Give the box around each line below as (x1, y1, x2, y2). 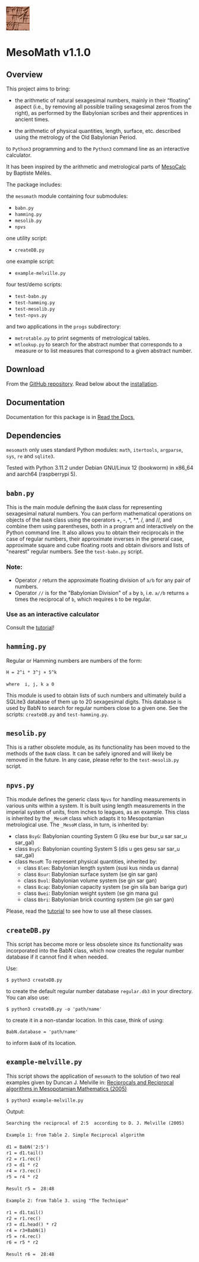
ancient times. (14, 116, 50, 123)
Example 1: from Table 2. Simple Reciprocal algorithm (6, 1132, 145, 1138)
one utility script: (6, 235, 48, 241)
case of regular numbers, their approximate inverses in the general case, (6, 535, 184, 542)
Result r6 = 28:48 (6, 1251, 55, 1257)
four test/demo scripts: (6, 281, 62, 288)
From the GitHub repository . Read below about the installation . (6, 380, 159, 387)
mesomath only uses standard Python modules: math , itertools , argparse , (6, 446, 183, 454)
